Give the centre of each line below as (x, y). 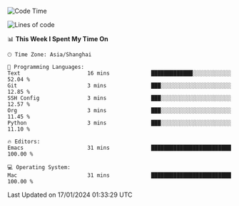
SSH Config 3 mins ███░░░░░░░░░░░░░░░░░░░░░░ (119, 98)
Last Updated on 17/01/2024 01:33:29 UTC (70, 195)
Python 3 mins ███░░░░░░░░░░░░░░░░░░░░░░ (119, 123)
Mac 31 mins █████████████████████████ (119, 175)
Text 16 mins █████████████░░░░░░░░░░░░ (119, 73)
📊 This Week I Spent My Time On (58, 39)
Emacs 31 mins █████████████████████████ (119, 148)
